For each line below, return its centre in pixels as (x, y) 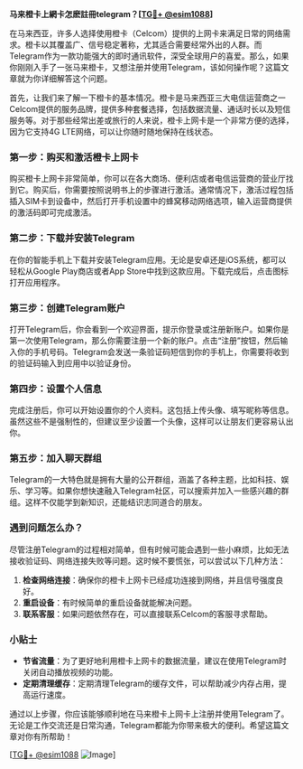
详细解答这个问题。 (76, 79)
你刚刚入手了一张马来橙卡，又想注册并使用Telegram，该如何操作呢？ (138, 67)
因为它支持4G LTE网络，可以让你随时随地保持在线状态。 (114, 131)
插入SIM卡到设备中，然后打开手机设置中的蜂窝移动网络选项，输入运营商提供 (151, 202)
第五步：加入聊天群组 (55, 458)
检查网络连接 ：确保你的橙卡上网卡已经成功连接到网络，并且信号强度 (149, 580)
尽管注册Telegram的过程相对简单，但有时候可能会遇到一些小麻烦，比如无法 (149, 549)
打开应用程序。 (37, 282)
